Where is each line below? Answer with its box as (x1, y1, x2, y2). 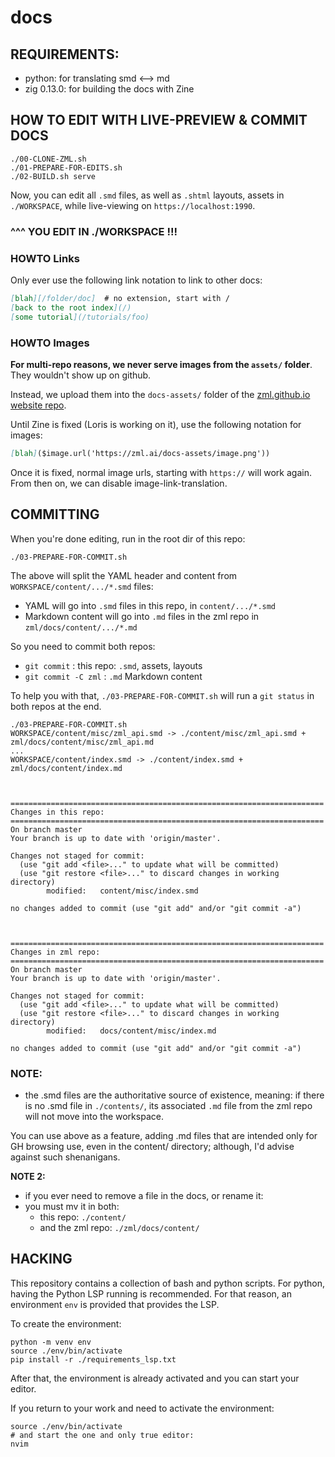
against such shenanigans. (10, 1151, 121, 1163)
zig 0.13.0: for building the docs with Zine (24, 83, 195, 95)
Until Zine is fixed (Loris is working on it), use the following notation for (10, 418, 302, 430)
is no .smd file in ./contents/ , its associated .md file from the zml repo (24, 1099, 313, 1111)
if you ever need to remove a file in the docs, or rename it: (24, 1189, 264, 1201)
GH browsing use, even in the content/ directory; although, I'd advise (10, 1140, 295, 1152)
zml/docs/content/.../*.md (24, 622, 138, 633)
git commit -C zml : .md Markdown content (24, 670, 203, 682)
